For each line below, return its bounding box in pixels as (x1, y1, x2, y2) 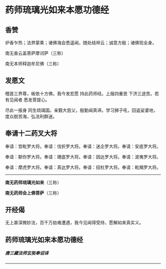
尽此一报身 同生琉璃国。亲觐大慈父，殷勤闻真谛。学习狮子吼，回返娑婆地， (5, 107, 158, 113)
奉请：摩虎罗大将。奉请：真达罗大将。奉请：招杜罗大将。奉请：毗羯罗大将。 (5, 164, 161, 170)
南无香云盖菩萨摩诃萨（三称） (5, 50, 66, 56)
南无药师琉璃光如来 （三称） (5, 179, 62, 185)
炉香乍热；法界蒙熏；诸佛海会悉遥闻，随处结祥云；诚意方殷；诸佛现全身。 (5, 40, 157, 45)
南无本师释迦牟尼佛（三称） (5, 61, 62, 67)
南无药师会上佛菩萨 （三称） (5, 190, 62, 195)
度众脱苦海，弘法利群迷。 (5, 113, 57, 119)
